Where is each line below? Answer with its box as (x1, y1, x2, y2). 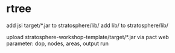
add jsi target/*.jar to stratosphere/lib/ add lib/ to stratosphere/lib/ (6, 22, 169, 29)
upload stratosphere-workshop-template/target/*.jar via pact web (6, 33, 169, 40)
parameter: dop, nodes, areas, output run (6, 40, 109, 47)
